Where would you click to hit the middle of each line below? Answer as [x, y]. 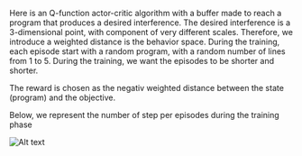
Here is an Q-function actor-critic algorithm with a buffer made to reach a [146, 13]
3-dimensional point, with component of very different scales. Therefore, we [151, 32]
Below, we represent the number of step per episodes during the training [144, 115]
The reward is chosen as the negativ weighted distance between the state [146, 88]
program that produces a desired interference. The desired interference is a [150, 23]
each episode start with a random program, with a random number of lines [147, 51]
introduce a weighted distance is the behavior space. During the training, [145, 41]
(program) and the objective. [63, 97]
